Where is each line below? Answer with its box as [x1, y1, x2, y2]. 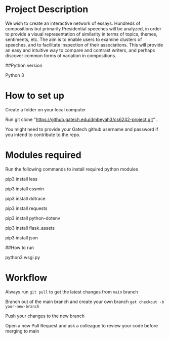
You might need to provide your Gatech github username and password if [5, 126, 158, 132]
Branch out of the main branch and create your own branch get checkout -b [5, 299, 164, 305]
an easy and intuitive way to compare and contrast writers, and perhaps [5, 47, 155, 53]
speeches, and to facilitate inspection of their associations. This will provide [5, 41, 163, 48]
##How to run [5, 244, 34, 250]
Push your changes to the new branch [5, 313, 85, 319]
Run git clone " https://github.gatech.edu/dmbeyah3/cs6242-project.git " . [5, 116, 158, 122]
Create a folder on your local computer [5, 106, 86, 112]
